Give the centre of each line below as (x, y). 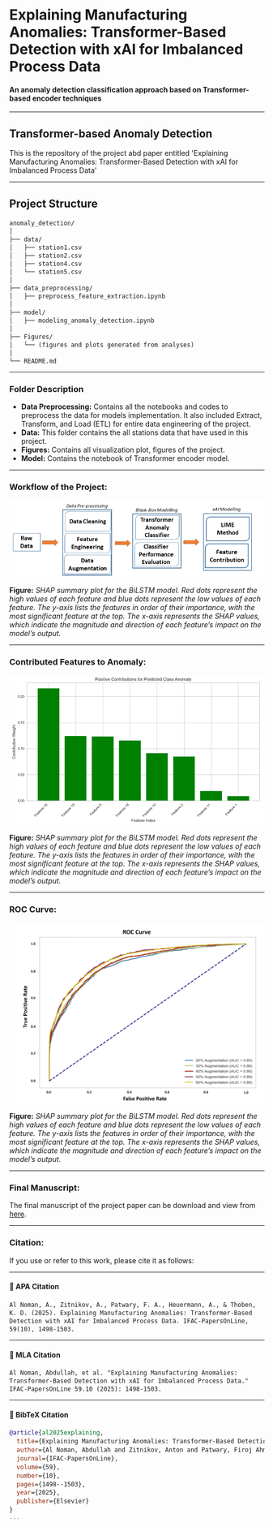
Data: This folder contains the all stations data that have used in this (134, 432)
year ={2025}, (38, 1493)
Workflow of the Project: (58, 487)
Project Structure (53, 203)
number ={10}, (38, 1475)
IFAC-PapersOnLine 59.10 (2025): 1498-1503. (85, 1389)
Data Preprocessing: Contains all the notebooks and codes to (124, 406)
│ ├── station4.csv (46, 264)
